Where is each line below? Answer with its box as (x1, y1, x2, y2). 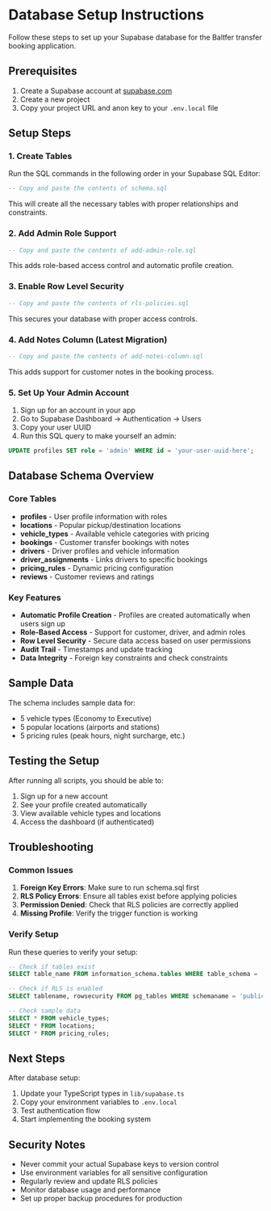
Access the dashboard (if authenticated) (19, 817, 155, 827)
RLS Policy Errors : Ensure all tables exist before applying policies (19, 891, 238, 901)
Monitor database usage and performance (19, 1185, 161, 1195)
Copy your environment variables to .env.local (19, 1097, 177, 1107)
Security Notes (8, 1138, 86, 1151)
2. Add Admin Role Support (8, 228, 117, 239)
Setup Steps (8, 127, 71, 140)
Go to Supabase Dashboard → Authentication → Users (19, 414, 202, 424)
